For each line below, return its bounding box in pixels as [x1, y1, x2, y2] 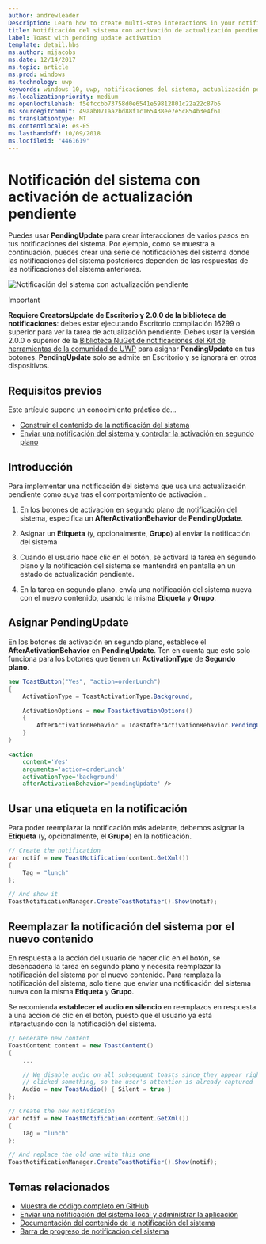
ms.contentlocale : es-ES [8, 122, 90, 130]
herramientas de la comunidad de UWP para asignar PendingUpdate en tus [8, 344, 256, 353]
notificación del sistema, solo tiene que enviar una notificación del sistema [8, 979, 252, 987]
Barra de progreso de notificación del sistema [19, 1226, 169, 1236]
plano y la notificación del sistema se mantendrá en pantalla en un [19, 561, 236, 570]
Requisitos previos [8, 384, 102, 397]
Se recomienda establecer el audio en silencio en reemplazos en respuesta [8, 1002, 256, 1011]
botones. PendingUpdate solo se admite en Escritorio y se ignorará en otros [8, 353, 257, 362]
